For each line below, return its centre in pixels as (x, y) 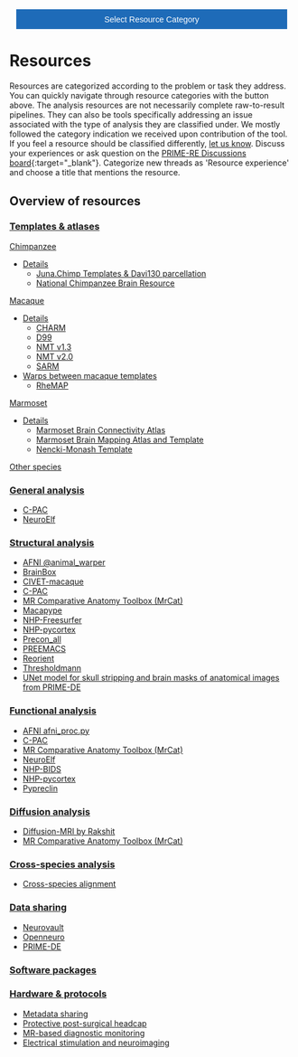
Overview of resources (75, 201)
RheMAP (52, 385)
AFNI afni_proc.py (56, 731)
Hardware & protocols (58, 994)
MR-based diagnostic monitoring (84, 1033)
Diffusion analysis (50, 811)
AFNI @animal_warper (64, 562)
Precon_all (42, 639)
